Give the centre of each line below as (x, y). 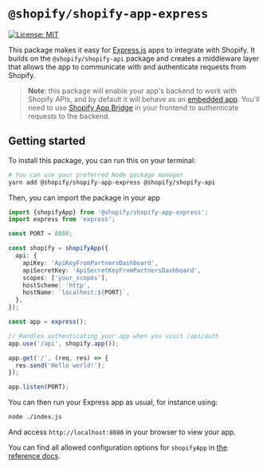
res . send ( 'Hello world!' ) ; (60, 365)
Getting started (47, 141)
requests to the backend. (69, 116)
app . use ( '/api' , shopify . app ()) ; (64, 343)
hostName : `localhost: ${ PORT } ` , (76, 293)
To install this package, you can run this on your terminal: (102, 160)
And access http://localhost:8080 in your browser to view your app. (122, 432)
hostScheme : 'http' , (57, 285)
